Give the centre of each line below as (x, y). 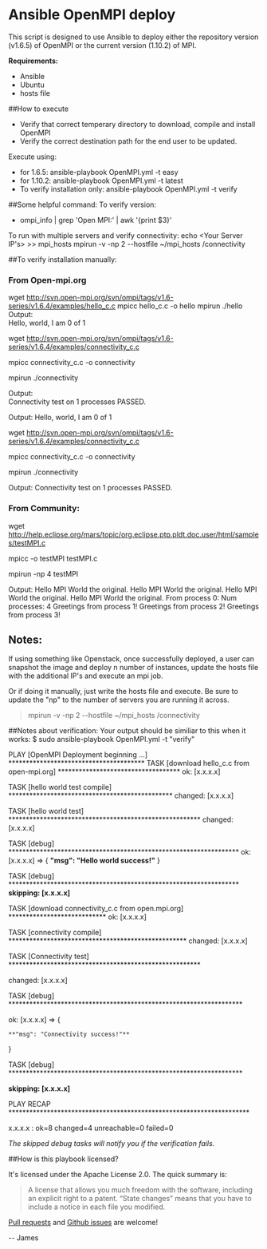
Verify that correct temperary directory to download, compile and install (137, 124)
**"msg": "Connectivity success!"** (69, 1035)
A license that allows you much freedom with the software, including (140, 1190)
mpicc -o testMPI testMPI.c (53, 558)
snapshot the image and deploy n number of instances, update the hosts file (133, 668)
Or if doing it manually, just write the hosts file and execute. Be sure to (124, 692)
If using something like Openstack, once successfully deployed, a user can (132, 659)
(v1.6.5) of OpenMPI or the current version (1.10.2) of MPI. (102, 45)
